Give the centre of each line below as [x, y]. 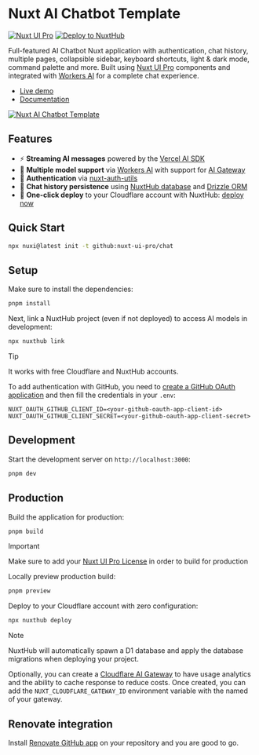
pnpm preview [29, 591]
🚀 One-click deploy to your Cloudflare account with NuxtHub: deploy [132, 195]
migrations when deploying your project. [73, 659]
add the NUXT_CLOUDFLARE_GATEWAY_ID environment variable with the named [128, 691]
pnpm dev [22, 473]
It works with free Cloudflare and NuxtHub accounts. [93, 371]
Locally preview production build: [62, 577]
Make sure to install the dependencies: [71, 289]
